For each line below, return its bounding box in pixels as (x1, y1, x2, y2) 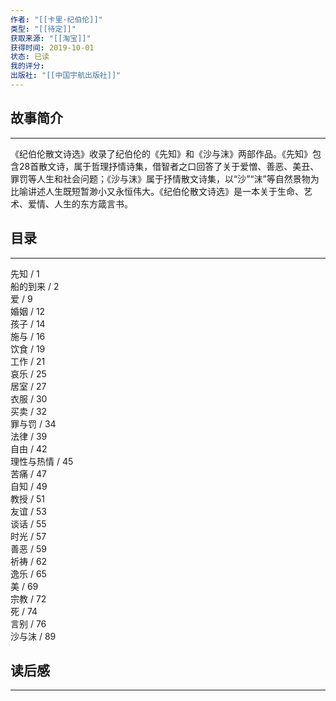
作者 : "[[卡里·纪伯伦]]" (10, 14, 103, 25)
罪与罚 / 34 (10, 417, 57, 430)
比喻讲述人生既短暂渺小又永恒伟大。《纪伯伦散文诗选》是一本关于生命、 (10, 185, 304, 197)
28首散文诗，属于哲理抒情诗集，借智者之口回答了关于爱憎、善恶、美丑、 (18, 160, 320, 172)
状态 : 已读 (10, 52, 50, 62)
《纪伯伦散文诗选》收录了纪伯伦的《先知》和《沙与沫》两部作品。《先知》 (10, 147, 313, 160)
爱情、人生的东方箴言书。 (27, 197, 133, 210)
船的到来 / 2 (10, 280, 60, 292)
